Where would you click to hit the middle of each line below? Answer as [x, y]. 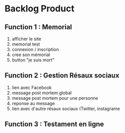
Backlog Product [40, 9]
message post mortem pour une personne [55, 98]
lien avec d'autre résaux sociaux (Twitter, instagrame [66, 108]
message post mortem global [42, 93]
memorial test [26, 44]
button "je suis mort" [33, 60]
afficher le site [27, 39]
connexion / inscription [35, 49]
